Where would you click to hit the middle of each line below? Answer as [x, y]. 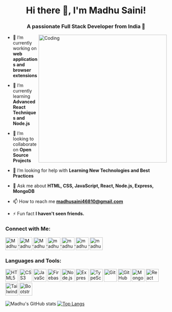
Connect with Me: [28, 229]
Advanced [24, 102]
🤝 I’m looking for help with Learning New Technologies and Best [81, 170]
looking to [23, 139]
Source [21, 155]
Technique [24, 113]
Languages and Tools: [33, 260]
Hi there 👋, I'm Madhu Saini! [86, 10]
